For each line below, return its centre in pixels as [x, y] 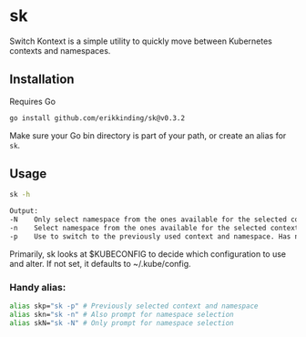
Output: [24, 211]
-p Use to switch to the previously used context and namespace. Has [150, 236]
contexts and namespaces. [60, 50]
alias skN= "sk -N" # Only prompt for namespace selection [122, 323]
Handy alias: [38, 287]
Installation [42, 80]
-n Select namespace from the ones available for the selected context [154, 229]
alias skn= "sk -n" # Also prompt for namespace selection [122, 314]
